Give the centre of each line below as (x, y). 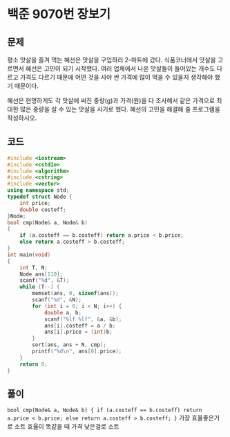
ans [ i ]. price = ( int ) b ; (78, 332)
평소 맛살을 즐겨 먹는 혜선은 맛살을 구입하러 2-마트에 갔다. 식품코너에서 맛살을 (112, 60)
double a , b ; (63, 312)
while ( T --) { (40, 287)
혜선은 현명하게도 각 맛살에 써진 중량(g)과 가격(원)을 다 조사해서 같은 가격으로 (111, 100)
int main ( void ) (29, 255)
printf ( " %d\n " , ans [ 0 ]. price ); (77, 351)
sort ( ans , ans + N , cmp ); (69, 345)
